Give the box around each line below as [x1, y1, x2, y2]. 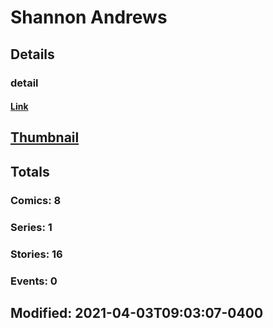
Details [10, 46, 55, 63]
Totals [10, 163, 50, 180]
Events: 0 [10, 274, 58, 288]
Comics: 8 [10, 193, 62, 207]
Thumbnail [10, 129, 80, 146]
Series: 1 [10, 220, 53, 234]
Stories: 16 [10, 247, 63, 261]
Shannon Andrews [10, 6, 168, 29]
